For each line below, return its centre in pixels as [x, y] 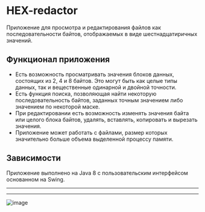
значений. [20, 40]
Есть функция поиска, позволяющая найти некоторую [86, 94]
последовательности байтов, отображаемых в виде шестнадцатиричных [102, 34]
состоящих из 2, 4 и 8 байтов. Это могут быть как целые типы [96, 80]
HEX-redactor [42, 11]
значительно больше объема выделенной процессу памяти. [94, 139]
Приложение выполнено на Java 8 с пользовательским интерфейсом [97, 173]
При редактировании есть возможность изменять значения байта [102, 113]
